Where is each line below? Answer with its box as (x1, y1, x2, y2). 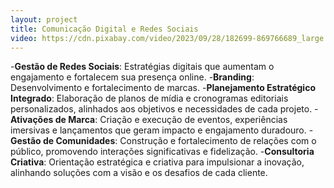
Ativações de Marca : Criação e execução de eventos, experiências (10, 114, 288, 126)
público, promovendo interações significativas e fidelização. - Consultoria (10, 146, 315, 158)
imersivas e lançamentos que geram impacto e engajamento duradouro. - (10, 124, 314, 136)
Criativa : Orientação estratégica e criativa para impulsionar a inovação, (10, 156, 305, 168)
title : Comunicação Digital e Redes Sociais (10, 24, 199, 34)
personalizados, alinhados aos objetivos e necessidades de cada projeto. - (10, 103, 319, 115)
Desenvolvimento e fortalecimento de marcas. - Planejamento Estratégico (10, 82, 316, 94)
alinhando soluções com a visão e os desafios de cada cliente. (10, 167, 268, 179)
